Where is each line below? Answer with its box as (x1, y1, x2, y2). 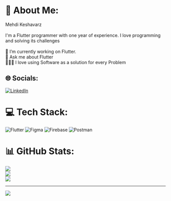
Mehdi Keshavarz (5, 21, 42, 27)
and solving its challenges (5, 38, 60, 44)
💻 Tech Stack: (5, 106, 68, 118)
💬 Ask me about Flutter (5, 53, 53, 60)
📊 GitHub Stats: (5, 145, 75, 157)
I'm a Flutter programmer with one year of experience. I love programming (5, 32, 161, 38)
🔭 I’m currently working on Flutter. (5, 48, 76, 54)
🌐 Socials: (5, 74, 39, 83)
